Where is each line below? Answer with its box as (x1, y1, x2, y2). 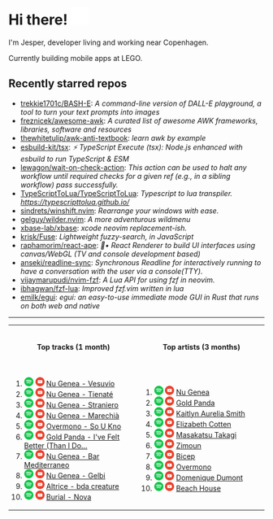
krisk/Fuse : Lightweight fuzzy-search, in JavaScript (19, 231, 194, 242)
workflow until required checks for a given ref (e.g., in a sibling (19, 171, 231, 181)
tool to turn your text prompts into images (19, 107, 160, 116)
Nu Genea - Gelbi (45, 470, 106, 480)
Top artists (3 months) (162, 342, 241, 352)
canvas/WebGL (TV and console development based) (19, 249, 201, 259)
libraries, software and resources (19, 124, 132, 134)
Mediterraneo (24, 460, 70, 469)
